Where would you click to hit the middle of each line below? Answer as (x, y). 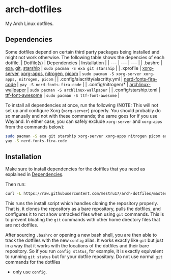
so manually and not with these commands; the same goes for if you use (81, 116)
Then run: (16, 184)
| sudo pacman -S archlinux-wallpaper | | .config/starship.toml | (94, 90)
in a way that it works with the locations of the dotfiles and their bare (77, 246)
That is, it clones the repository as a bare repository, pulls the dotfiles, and (83, 209)
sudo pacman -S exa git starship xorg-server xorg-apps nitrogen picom (83, 136)
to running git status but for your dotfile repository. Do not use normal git (84, 257)
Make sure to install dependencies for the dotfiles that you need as (75, 169)
